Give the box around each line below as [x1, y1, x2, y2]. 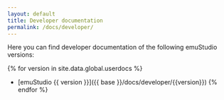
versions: [7, 50, 34, 59]
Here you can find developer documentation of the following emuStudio [7, 43, 218, 52]
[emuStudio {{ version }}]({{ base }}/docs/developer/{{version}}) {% [17, 78, 218, 87]
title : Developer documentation [7, 17, 103, 24]
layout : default [7, 10, 55, 18]
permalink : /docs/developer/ [7, 23, 94, 30]
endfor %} [17, 86, 48, 94]
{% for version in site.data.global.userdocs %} [7, 65, 143, 73]
